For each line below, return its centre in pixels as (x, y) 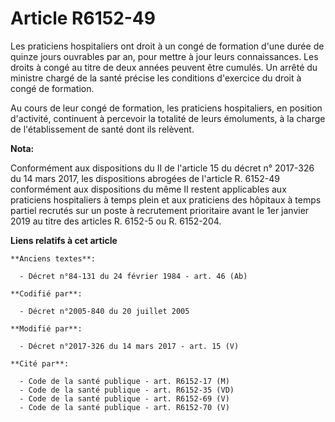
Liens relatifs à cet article (64, 240)
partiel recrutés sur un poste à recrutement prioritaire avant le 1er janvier (160, 210)
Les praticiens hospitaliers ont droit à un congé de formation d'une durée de (167, 46)
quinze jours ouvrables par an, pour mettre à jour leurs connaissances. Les (164, 56)
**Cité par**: (40, 363)
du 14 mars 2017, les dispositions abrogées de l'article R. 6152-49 (145, 178)
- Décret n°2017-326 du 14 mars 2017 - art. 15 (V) (129, 346)
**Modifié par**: (46, 328)
